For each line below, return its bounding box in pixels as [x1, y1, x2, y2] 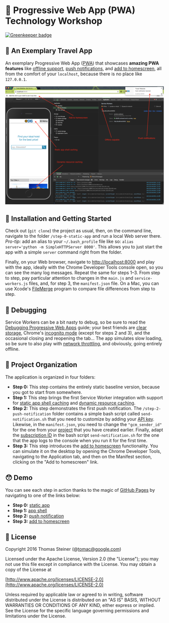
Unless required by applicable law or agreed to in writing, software [5, 592, 143, 598]
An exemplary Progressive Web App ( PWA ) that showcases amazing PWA [5, 60, 159, 66]
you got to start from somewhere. [12, 389, 82, 395]
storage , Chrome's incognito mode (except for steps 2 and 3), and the [5, 330, 150, 336]
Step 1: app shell [12, 507, 47, 513]
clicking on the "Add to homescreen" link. [12, 459, 99, 465]
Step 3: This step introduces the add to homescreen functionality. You [12, 443, 158, 449]
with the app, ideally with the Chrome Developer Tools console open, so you [5, 265, 163, 271]
